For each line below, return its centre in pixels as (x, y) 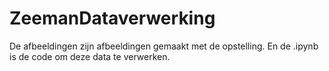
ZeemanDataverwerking (112, 18)
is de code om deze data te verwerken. (90, 56)
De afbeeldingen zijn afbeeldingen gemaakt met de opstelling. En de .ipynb (164, 46)
